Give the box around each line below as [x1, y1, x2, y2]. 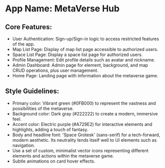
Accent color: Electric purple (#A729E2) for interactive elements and [12, 121, 153, 127]
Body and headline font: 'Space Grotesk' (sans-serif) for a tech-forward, [12, 132, 161, 138]
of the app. [12, 41, 35, 47]
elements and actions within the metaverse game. [12, 153, 114, 159]
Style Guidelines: [5, 87, 59, 96]
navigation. [12, 142, 36, 148]
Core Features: [5, 23, 52, 31]
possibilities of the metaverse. [12, 105, 74, 112]
